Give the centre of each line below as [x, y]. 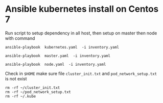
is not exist [16, 78]
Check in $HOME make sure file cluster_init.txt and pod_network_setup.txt [81, 73]
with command [20, 38]
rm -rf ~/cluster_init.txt [33, 88]
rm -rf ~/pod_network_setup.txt [38, 92]
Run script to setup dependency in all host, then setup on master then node [81, 33]
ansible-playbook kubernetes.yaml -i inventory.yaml [62, 47]
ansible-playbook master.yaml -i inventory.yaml [58, 56]
